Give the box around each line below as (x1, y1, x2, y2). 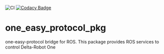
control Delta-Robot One (5, 44, 56, 50)
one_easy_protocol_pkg (5, 22, 106, 33)
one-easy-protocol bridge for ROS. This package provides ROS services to (5, 38, 159, 44)
